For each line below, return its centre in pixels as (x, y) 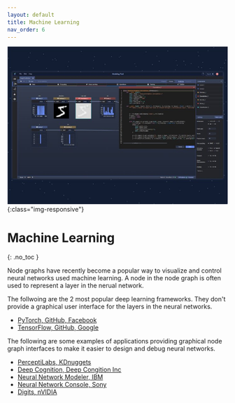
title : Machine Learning (43, 22)
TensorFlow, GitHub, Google (58, 328)
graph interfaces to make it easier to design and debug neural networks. (111, 349)
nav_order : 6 (26, 29)
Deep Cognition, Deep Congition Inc (69, 370)
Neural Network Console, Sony (62, 385)
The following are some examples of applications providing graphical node (115, 341)
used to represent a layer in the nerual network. (76, 286)
